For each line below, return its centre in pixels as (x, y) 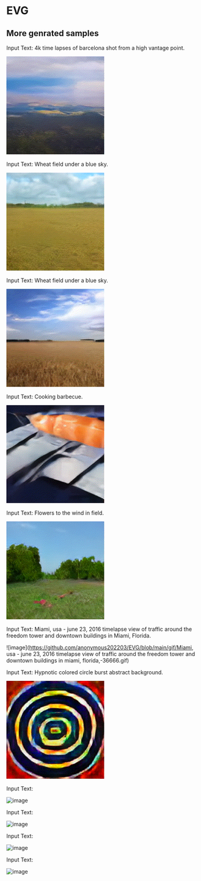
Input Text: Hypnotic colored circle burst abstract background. (85, 672)
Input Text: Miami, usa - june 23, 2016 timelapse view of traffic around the (99, 629)
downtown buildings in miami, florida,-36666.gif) (68, 660)
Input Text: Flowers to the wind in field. (55, 513)
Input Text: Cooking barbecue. (45, 396)
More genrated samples (53, 33)
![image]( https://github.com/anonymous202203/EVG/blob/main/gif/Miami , (100, 647)
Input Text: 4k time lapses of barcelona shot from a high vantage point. (96, 48)
